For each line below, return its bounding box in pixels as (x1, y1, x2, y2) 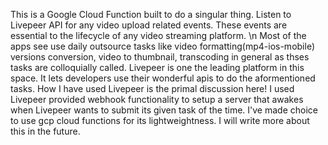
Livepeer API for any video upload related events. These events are (10, 19, 288, 31)
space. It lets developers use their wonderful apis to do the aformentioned (10, 72, 316, 84)
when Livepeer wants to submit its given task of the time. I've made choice (10, 104, 318, 116)
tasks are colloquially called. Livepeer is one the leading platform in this (10, 62, 305, 73)
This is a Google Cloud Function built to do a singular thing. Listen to (10, 9, 292, 20)
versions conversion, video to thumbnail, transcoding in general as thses (10, 51, 310, 63)
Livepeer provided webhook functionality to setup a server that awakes (10, 94, 304, 105)
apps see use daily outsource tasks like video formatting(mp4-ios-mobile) (10, 40, 315, 52)
